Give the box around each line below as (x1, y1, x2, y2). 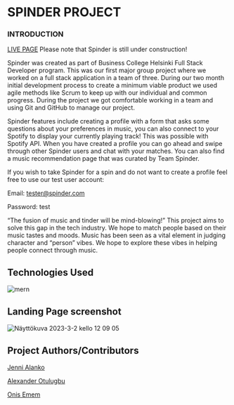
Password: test (7, 203, 51, 211)
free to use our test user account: (7, 175, 104, 184)
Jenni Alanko (7, 363, 45, 371)
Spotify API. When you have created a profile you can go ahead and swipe (7, 140, 223, 148)
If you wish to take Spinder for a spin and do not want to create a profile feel (7, 168, 228, 176)
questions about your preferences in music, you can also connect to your (7, 124, 219, 133)
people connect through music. (7, 246, 98, 255)
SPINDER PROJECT (7, 4, 122, 20)
